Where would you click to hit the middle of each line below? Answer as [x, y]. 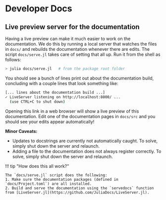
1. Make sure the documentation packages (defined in [62, 179]
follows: [13, 60]
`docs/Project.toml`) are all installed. [49, 184]
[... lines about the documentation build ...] [55, 92]
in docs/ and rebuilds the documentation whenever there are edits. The [78, 49]
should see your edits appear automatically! [50, 121]
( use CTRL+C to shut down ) [37, 102]
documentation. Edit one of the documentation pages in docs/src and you [80, 116]
